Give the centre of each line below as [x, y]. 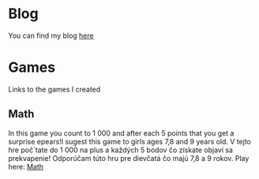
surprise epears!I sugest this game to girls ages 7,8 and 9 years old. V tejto [129, 141]
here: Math [26, 166]
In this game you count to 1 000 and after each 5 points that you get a [121, 133]
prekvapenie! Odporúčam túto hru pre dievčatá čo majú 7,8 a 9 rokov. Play [129, 158]
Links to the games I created [54, 89]
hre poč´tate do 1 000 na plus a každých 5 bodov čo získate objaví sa [120, 150]
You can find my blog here [51, 35]
